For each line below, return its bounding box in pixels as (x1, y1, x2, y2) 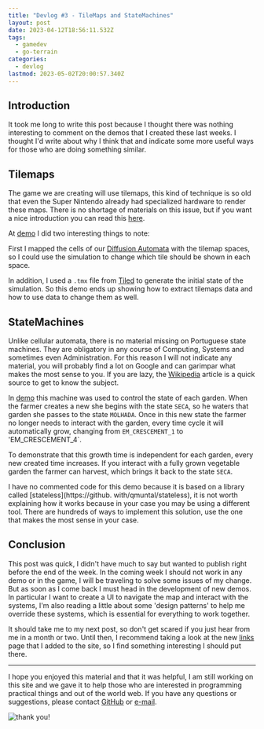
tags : (8, 33, 26, 42)
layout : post (8, 19, 51, 27)
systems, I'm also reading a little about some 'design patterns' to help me (8, 600, 245, 610)
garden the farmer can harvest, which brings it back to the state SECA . (8, 467, 233, 476)
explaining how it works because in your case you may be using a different (8, 499, 250, 508)
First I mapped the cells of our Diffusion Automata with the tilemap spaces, (8, 244, 250, 254)
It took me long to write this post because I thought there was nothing (8, 119, 233, 130)
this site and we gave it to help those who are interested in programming (8, 680, 242, 690)
